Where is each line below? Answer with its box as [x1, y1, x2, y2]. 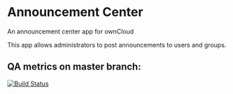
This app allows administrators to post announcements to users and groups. [7, 40, 227, 49]
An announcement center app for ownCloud [7, 27, 134, 36]
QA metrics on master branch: [7, 61, 141, 73]
